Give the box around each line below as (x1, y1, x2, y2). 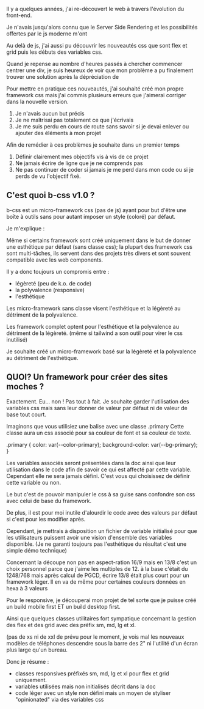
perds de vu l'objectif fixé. (15, 172, 81, 180)
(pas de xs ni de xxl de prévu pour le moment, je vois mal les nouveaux (6, 633, 185, 641)
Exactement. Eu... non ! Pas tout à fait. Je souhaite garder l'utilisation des (6, 397, 189, 405)
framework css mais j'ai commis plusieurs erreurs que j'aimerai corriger (6, 92, 187, 98)
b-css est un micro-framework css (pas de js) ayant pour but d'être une (6, 206, 187, 213)
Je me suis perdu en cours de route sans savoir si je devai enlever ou (15, 123, 189, 130)
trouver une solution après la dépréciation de (6, 73, 119, 80)
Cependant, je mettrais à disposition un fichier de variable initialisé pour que (6, 527, 197, 534)
